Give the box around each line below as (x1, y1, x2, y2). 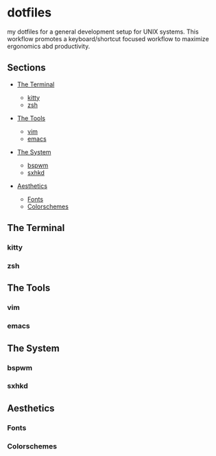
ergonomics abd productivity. (7, 42, 91, 50)
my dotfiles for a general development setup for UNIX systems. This (7, 27, 199, 36)
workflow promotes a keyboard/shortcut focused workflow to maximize (7, 34, 209, 43)
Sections (7, 62, 46, 73)
